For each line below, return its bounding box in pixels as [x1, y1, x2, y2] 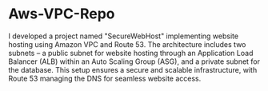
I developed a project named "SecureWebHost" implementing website [8, 31, 238, 41]
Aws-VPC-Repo [8, 5, 115, 23]
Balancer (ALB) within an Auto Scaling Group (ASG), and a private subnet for [8, 57, 261, 66]
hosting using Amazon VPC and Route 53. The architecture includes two [8, 39, 246, 49]
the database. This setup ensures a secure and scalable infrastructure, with [8, 65, 258, 74]
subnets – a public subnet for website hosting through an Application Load [8, 48, 254, 57]
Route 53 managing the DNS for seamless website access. [8, 73, 202, 83]
